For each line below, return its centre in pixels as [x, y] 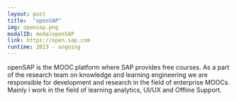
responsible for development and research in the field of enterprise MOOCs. [119, 82]
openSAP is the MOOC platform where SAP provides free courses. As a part [118, 67]
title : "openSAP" [34, 21]
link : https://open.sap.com [49, 41]
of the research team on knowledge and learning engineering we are [108, 75]
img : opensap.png [33, 27]
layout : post [27, 14]
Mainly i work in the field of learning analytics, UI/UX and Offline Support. [115, 90]
